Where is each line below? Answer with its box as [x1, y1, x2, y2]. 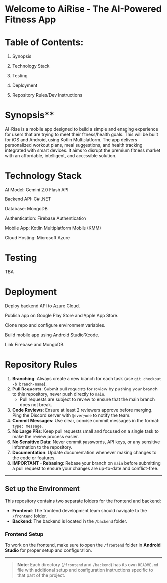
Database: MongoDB [5, 206, 48, 211]
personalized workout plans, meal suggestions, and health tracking [5, 142, 143, 148]
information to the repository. [12, 444, 73, 450]
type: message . [12, 423, 43, 429]
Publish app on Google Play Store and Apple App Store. [5, 312, 119, 318]
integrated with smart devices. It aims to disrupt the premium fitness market [5, 147, 161, 153]
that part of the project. [17, 572, 66, 578]
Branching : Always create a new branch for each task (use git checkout [12, 375, 162, 381]
